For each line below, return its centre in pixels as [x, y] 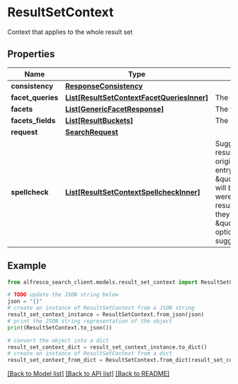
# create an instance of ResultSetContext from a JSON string [101, 308]
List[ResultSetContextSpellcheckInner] [132, 192]
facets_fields [33, 120]
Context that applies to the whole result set [70, 32]
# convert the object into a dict [58, 340]
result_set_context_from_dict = [55, 360]
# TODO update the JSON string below [63, 295]
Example [27, 266]
